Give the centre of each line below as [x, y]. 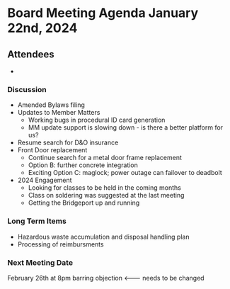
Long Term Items [37, 221]
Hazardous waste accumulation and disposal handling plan [103, 237]
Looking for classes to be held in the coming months [105, 188]
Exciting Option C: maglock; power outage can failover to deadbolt [125, 173]
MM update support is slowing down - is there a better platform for [126, 127]
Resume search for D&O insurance [68, 142]
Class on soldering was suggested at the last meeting [106, 195]
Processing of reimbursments [61, 244]
